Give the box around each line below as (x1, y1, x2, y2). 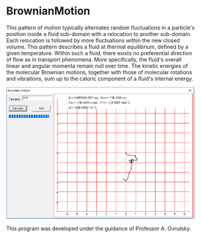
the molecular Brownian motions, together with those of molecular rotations (6, 68, 193, 76)
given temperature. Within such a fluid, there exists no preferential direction (6, 49, 193, 56)
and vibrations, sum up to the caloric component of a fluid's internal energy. (6, 75, 193, 82)
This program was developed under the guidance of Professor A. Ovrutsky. (6, 225, 191, 232)
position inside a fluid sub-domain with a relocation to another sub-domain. (6, 30, 192, 37)
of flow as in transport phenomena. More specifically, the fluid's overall (6, 56, 182, 63)
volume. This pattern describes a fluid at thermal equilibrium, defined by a (6, 43, 188, 50)
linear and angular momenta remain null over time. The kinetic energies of (6, 62, 188, 70)
